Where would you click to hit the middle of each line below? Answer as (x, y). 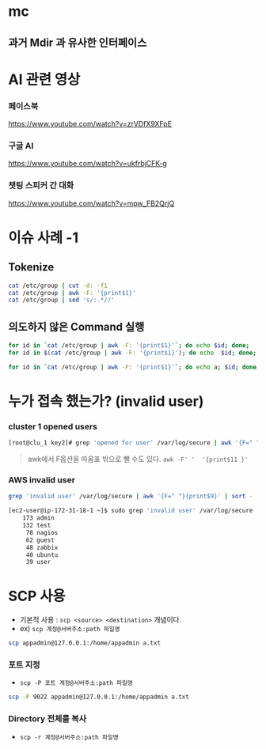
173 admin (39, 518)
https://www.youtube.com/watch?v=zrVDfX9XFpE (90, 124)
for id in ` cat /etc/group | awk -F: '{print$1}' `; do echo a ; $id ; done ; (134, 367)
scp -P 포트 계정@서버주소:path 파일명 (76, 683)
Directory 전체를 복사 (47, 719)
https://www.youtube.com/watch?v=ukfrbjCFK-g (88, 164)
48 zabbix (42, 547)
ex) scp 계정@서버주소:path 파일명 (70, 629)
